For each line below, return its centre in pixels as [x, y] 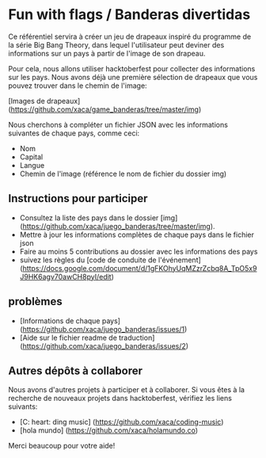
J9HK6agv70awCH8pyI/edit [66, 277]
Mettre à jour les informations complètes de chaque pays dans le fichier [137, 235]
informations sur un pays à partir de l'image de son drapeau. [107, 53]
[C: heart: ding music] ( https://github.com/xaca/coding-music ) [122, 422]
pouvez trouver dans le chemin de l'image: [78, 86]
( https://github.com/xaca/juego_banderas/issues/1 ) [103, 329]
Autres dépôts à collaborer [76, 370]
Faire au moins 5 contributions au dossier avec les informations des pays [139, 251]
